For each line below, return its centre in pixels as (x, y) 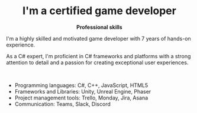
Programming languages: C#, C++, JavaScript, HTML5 (81, 85)
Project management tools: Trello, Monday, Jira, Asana (81, 98)
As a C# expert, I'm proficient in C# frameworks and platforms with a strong (98, 56)
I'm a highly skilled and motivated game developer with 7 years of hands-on (98, 38)
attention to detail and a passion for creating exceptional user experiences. (97, 62)
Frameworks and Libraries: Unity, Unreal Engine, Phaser (83, 91)
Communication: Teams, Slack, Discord (62, 104)
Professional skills (99, 27)
